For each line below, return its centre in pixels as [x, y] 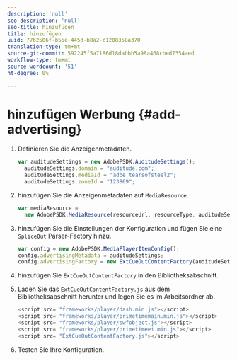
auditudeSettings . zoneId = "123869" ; [80, 182]
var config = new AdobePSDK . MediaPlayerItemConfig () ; [98, 248]
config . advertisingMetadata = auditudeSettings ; [91, 256]
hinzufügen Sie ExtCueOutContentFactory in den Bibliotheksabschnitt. [118, 275]
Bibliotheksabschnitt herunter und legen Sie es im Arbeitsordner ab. [116, 297]
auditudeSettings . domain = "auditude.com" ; [89, 168]
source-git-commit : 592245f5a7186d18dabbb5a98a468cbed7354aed [101, 54]
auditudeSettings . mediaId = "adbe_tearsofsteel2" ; [100, 175]
